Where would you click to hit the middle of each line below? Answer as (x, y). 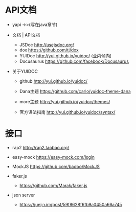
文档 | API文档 (26, 35)
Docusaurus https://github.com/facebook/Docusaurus (74, 61)
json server (23, 195)
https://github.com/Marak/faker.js (53, 185)
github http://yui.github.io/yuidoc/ (54, 81)
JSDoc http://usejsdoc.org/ (47, 45)
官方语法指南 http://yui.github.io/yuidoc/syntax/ (68, 112)
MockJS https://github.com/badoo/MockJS (56, 166)
